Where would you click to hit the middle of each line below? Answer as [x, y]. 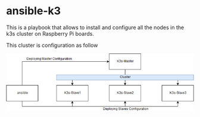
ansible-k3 [34, 11]
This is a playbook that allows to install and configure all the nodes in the [95, 27]
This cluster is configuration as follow [52, 45]
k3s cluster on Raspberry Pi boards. [50, 33]
